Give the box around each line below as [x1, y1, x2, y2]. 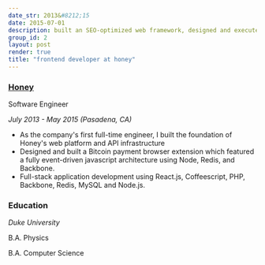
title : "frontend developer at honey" [8, 56, 136, 64]
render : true [8, 48, 51, 56]
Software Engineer [8, 99, 69, 109]
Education [8, 200, 49, 211]
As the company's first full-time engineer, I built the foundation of [19, 130, 233, 140]
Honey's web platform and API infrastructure [19, 139, 166, 148]
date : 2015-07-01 [8, 19, 65, 27]
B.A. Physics [8, 233, 49, 243]
